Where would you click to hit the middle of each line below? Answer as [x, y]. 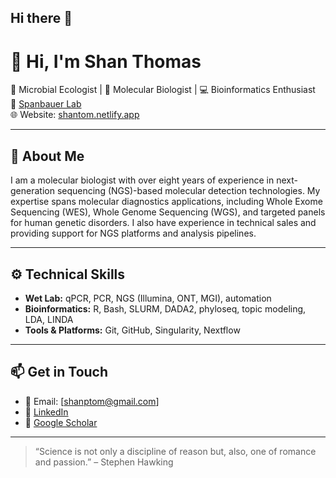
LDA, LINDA [49, 319]
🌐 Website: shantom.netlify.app [75, 115]
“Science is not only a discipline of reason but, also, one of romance [175, 451]
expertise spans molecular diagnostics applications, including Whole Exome [166, 202]
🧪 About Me [47, 156]
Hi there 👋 [41, 18]
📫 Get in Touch [59, 372]
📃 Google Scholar [61, 422]
